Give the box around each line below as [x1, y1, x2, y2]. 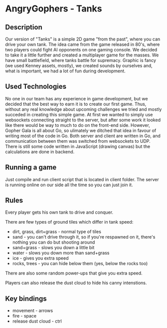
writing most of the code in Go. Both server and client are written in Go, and [5, 133, 161, 139]
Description [5, 23, 42, 31]
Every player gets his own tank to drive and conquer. [5, 209, 114, 215]
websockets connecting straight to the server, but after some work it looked [5, 117, 161, 123]
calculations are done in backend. [5, 148, 75, 155]
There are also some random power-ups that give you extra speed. [5, 270, 143, 276]
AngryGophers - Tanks [5, 3, 102, 14]
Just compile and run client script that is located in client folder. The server [5, 176, 160, 182]
